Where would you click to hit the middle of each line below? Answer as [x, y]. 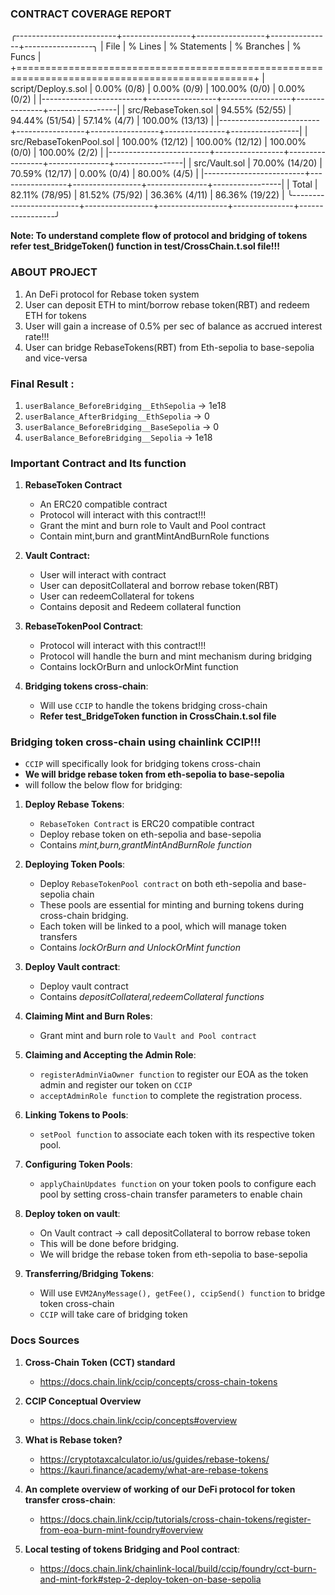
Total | [304, 184]
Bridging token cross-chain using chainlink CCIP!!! [136, 742]
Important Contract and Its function [98, 463]
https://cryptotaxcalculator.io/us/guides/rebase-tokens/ [154, 1459]
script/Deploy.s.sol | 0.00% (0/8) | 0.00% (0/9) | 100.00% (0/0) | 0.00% [158, 89]
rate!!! [37, 336]
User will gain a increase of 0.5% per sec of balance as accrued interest [173, 326]
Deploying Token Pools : [75, 864]
